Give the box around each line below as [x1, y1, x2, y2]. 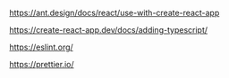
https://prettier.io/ [9, 59, 74, 69]
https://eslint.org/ [9, 42, 73, 52]
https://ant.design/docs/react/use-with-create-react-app [9, 8, 220, 18]
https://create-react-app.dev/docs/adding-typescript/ [9, 25, 208, 35]
